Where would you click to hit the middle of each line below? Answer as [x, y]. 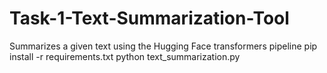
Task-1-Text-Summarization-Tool [149, 18]
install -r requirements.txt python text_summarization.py [125, 56]
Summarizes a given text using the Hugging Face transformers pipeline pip [163, 46]
